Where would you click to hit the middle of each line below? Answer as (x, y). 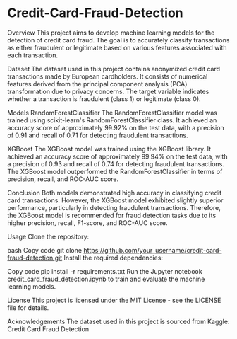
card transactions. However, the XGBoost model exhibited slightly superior (115, 200)
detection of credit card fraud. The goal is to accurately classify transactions (119, 40)
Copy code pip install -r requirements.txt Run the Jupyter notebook (105, 271)
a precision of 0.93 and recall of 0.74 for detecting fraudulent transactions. (116, 163)
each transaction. (33, 55)
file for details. (28, 308)
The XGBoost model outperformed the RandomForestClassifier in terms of (115, 171)
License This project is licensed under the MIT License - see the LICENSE (114, 300)
